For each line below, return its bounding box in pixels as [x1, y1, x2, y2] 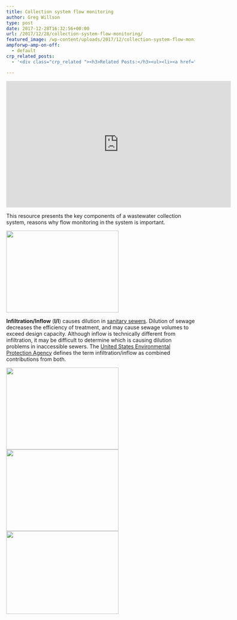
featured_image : [6, 37, 47, 42]
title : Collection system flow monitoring [6, 8, 114, 15]
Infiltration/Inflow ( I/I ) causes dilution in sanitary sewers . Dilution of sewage [6, 317, 195, 324]
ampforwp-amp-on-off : [6, 42, 60, 48]
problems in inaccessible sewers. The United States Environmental [6, 342, 171, 350]
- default [11, 48, 36, 54]
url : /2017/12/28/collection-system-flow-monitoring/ [6, 31, 144, 37]
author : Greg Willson [6, 14, 60, 20]
